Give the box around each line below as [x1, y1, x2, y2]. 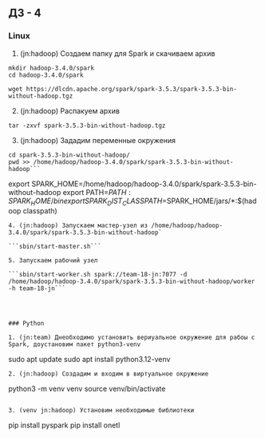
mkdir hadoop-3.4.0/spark [8, 64, 94, 72]
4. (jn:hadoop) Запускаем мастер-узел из [8, 221, 148, 230]
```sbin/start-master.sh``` [8, 243, 102, 251]
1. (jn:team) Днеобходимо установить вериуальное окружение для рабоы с [8, 333, 255, 342]
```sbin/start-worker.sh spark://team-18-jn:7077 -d [8, 271, 188, 279]
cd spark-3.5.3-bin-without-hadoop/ [8, 151, 130, 159]
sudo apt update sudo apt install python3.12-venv [8, 355, 171, 364]
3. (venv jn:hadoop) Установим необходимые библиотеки [8, 407, 195, 415]
